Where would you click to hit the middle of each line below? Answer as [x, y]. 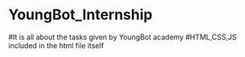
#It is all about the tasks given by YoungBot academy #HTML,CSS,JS [122, 37]
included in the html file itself [56, 45]
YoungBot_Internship [80, 15]
